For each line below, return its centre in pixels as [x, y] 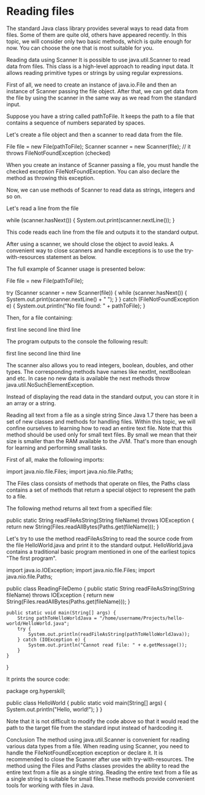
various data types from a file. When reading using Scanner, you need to [98, 746]
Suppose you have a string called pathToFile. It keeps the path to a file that [100, 116]
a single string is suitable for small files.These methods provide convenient [100, 778]
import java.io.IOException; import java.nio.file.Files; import [80, 570]
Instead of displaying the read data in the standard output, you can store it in [103, 397]
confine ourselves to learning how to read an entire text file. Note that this [99, 428]
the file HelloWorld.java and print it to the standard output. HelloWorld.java [100, 545]
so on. [14, 196]
